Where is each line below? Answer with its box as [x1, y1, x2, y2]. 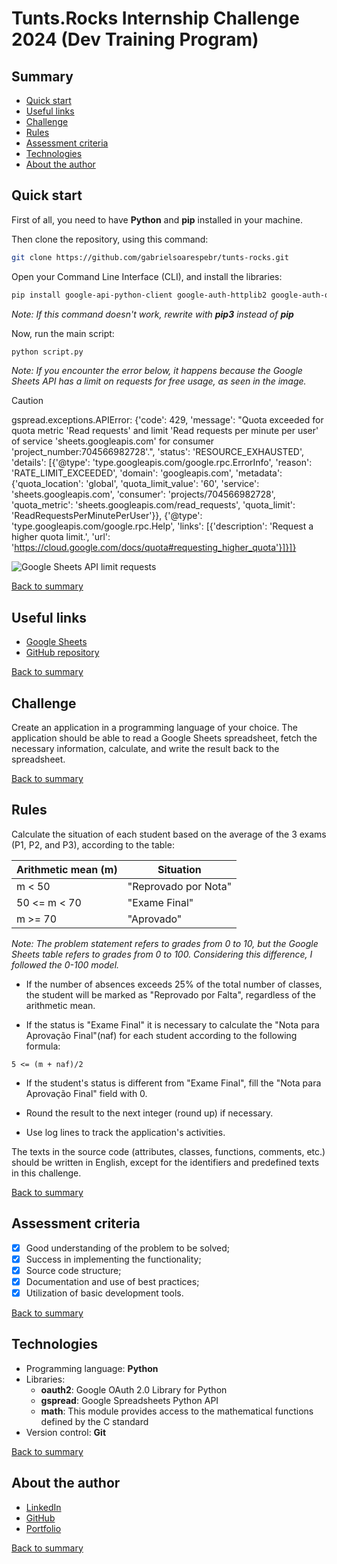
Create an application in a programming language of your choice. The [11, 722, 298, 734]
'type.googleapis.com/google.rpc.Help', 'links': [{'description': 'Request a [11, 520, 314, 532]
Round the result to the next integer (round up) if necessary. [25, 1107, 274, 1119]
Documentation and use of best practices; [25, 1275, 200, 1287]
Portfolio [25, 1522, 62, 1534]
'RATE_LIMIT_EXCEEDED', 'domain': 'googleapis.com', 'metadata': [11, 467, 283, 479]
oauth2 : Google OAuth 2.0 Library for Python [40, 1383, 228, 1396]
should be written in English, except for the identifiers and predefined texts [11, 1156, 320, 1168]
